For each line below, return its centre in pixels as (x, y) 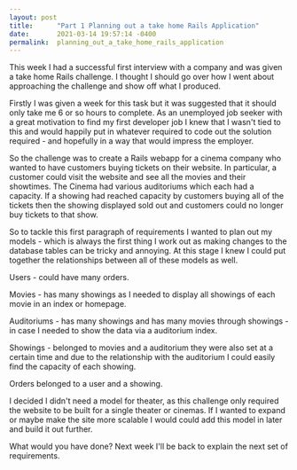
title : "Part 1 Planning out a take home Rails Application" (134, 26)
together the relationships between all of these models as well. (124, 260)
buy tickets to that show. (54, 215)
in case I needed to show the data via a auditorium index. (113, 331)
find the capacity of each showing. (73, 367)
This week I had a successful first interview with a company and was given (146, 67)
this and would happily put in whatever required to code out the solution (141, 132)
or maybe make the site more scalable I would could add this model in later (146, 420)
